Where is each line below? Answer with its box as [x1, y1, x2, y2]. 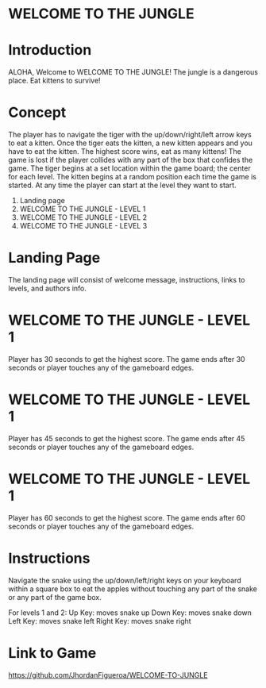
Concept [8, 104, 67, 121]
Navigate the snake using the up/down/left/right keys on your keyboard [8, 575, 241, 585]
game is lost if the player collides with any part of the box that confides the [8, 156, 253, 165]
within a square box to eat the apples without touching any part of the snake [8, 584, 258, 594]
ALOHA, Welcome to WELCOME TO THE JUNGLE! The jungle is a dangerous [8, 67, 259, 77]
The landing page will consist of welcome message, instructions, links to [8, 275, 245, 284]
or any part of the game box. [8, 592, 102, 602]
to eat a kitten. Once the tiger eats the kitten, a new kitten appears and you [8, 138, 253, 148]
